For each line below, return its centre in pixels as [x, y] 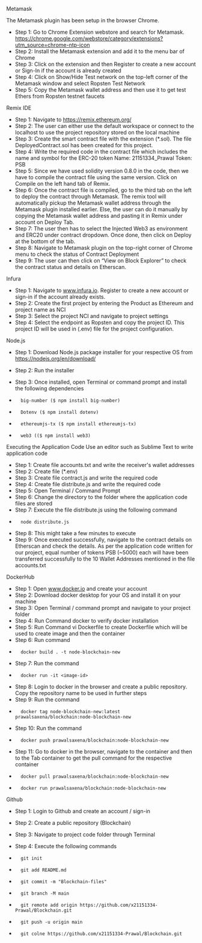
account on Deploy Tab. [44, 222]
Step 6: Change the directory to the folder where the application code [101, 497]
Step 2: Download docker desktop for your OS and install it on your [98, 595]
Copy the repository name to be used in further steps [81, 693]
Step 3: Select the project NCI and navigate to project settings [92, 316]
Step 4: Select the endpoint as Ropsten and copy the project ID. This [99, 322]
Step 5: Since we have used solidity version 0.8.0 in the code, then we [102, 171]
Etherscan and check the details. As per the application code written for [104, 546]
